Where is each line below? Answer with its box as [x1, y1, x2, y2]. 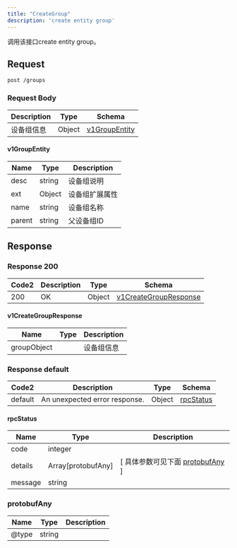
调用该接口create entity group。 [7, 37, 100, 46]
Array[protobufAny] [48, 461, 114, 471]
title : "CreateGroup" [7, 10, 71, 18]
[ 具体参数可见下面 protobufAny [119, 457, 225, 467]
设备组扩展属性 [68, 189, 119, 199]
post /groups [7, 77, 46, 84]
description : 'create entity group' [7, 17, 115, 24]
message [11, 478, 42, 488]
